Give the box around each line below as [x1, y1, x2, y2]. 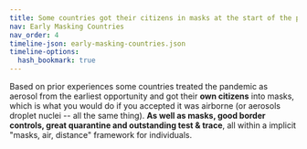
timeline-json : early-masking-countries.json [9, 38, 185, 48]
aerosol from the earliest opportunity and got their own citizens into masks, [9, 90, 295, 101]
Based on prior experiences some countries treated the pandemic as [9, 81, 268, 91]
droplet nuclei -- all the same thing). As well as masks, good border [9, 111, 266, 121]
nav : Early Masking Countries [9, 22, 125, 31]
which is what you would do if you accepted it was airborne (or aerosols [9, 101, 281, 111]
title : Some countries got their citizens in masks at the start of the [9, 13, 292, 23]
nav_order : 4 [9, 30, 59, 39]
